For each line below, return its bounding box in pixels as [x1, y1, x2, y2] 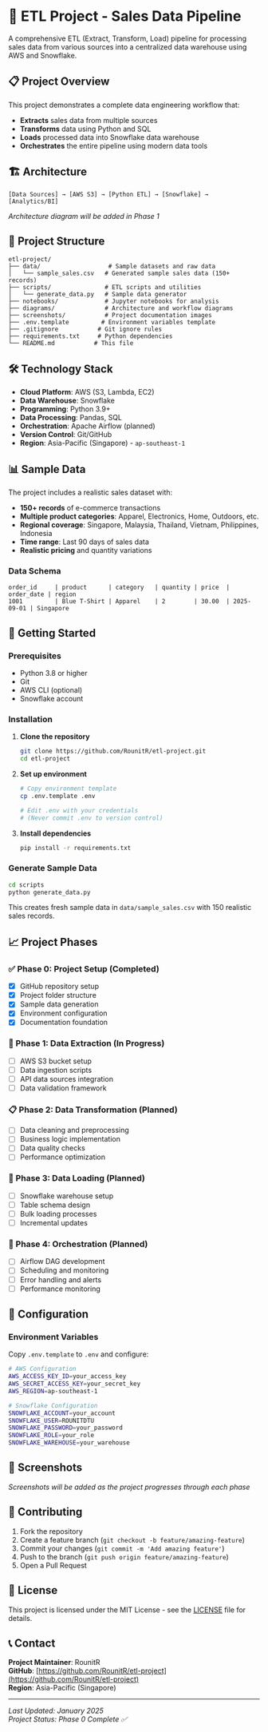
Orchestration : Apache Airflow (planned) [19, 421, 156, 431]
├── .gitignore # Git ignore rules [8, 325, 162, 334]
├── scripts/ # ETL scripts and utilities [8, 284, 202, 292]
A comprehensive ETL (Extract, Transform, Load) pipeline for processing [8, 34, 247, 43]
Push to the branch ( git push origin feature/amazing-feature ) [19, 1551, 229, 1561]
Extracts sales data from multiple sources [19, 115, 158, 125]
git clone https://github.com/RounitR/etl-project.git [19, 747, 207, 756]
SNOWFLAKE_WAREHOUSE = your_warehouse [8, 1439, 130, 1447]
